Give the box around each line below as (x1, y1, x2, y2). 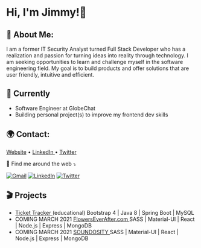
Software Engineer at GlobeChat (14, 104, 95, 112)
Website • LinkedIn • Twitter (6, 148, 77, 156)
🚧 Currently (6, 89, 50, 99)
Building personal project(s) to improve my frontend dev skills (14, 111, 168, 118)
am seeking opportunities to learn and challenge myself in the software (6, 59, 183, 65)
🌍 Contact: (6, 129, 50, 139)
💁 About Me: (6, 30, 54, 40)
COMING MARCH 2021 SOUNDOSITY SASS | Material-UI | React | (14, 229, 179, 236)
